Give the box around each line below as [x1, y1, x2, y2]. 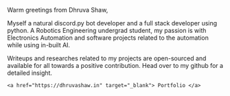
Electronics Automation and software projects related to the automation [7, 34, 209, 42]
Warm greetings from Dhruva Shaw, [7, 6, 108, 14]
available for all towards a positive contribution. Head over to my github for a [7, 62, 224, 69]
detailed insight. [7, 69, 53, 77]
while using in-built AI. [7, 41, 71, 49]
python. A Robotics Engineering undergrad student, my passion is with [7, 27, 207, 34]
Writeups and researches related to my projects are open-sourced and [7, 54, 207, 62]
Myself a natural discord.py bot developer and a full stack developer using [7, 19, 218, 27]
